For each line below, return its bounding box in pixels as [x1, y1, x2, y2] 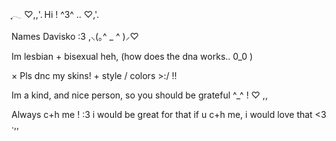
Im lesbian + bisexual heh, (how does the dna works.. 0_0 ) [11, 51, 254, 62]
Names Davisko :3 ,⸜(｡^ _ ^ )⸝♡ [11, 31, 139, 42]
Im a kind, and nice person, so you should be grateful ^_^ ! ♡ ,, [11, 89, 268, 101]
